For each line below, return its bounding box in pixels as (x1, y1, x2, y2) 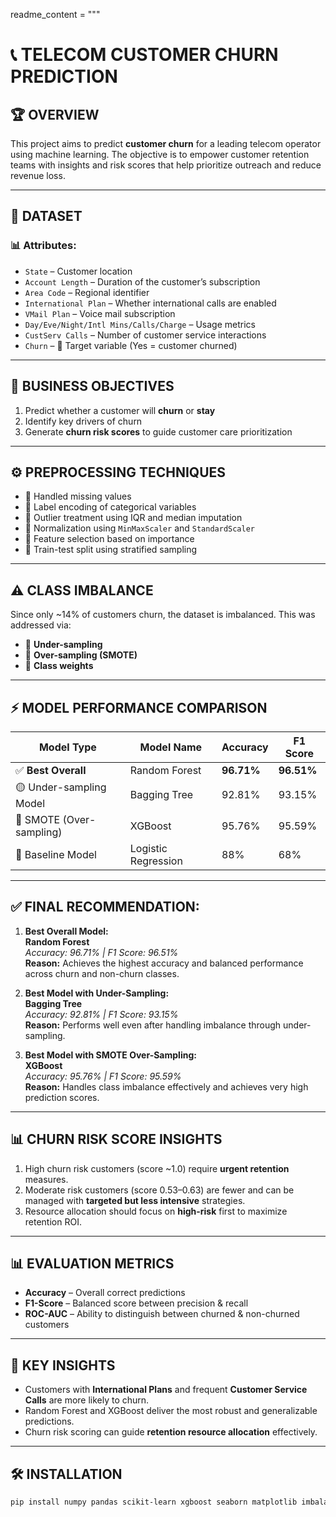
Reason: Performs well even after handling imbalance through (24, 1019, 282, 1031)
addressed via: (10, 619, 72, 631)
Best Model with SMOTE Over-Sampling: (24, 1049, 197, 1061)
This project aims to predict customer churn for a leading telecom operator (10, 138, 322, 149)
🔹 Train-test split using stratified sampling (24, 544, 198, 556)
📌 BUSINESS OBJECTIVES (10, 378, 175, 395)
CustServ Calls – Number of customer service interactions (24, 329, 267, 341)
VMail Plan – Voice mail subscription (24, 307, 176, 319)
